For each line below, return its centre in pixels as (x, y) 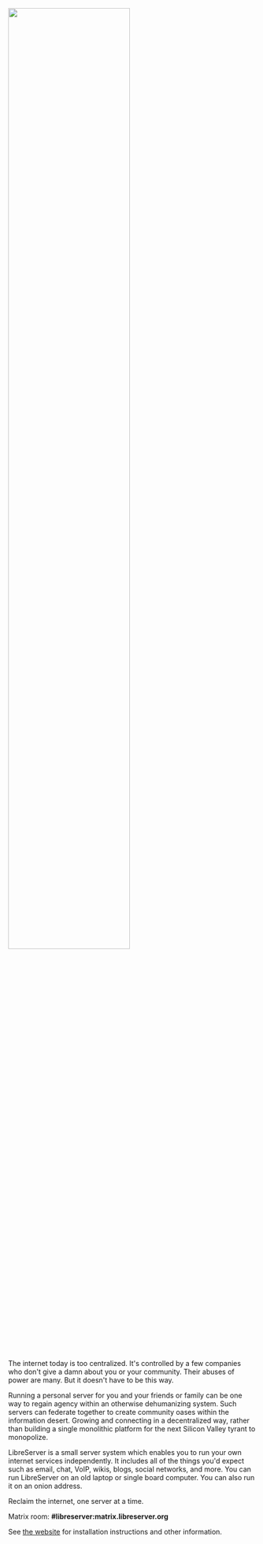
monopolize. (28, 1437)
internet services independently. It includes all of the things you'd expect (126, 1461)
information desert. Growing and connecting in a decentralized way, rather (129, 1420)
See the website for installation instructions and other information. (115, 1532)
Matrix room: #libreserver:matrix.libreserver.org (89, 1516)
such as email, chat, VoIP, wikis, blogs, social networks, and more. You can (130, 1469)
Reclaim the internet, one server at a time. (76, 1501)
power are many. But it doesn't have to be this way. (91, 1380)
